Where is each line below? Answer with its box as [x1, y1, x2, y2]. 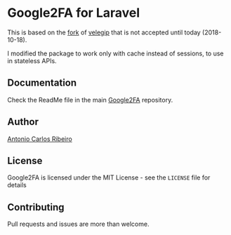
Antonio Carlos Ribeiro [7, 135, 72, 143]
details [7, 181, 27, 189]
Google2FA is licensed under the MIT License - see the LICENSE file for [7, 173, 211, 182]
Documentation [7, 77, 77, 89]
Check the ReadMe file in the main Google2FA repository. [7, 95, 173, 104]
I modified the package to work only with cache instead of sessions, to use [7, 49, 224, 58]
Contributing [7, 201, 65, 213]
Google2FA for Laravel [7, 5, 140, 21]
